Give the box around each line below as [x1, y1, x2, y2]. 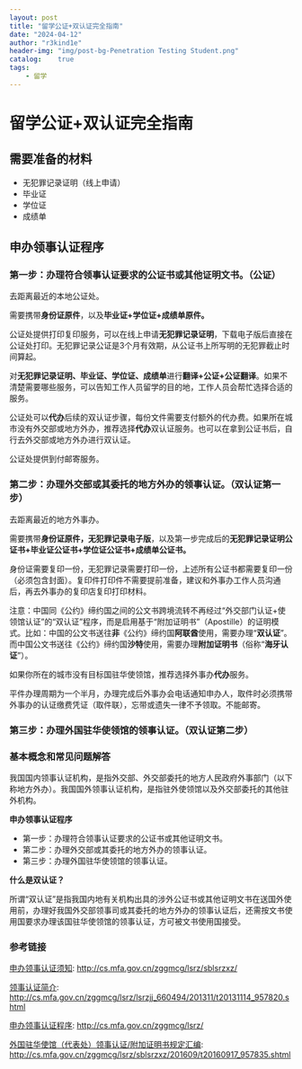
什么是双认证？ [9, 874, 65, 885]
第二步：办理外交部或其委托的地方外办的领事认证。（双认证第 [9, 478, 272, 490]
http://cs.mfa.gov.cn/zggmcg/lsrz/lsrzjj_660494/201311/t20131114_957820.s [9, 992, 289, 1003]
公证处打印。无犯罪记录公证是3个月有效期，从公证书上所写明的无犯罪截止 [9, 340, 282, 351]
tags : [9, 64, 30, 73]
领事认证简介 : [9, 982, 60, 993]
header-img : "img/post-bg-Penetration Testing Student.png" [9, 47, 240, 56]
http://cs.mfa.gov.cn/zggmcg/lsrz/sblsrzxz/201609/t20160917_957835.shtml [9, 1049, 291, 1060]
